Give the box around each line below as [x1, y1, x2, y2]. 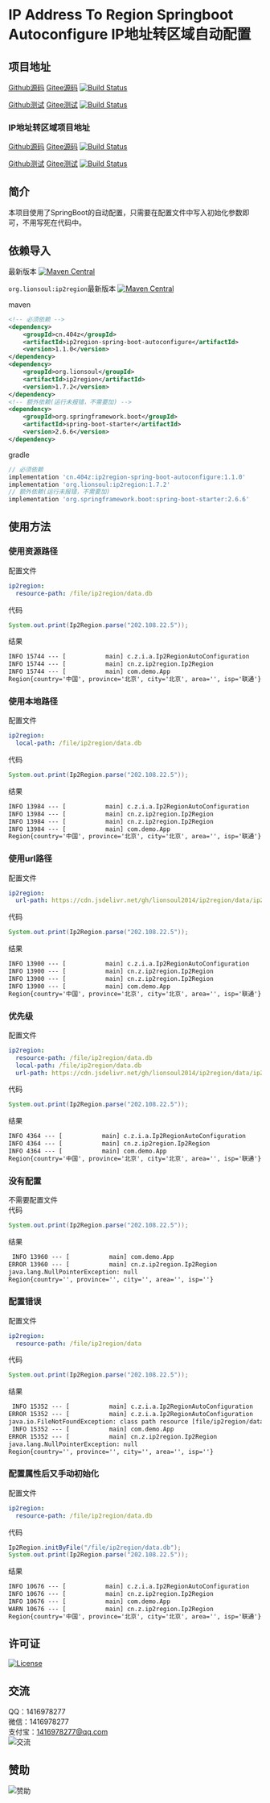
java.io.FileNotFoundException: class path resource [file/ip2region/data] [8, 1418, 268, 1426]
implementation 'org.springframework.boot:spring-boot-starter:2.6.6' [8, 496, 250, 504]
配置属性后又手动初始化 [8, 1469, 99, 1480]
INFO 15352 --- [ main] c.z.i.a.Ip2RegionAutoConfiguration [11, 1402, 253, 1411]
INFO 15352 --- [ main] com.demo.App [11, 1425, 174, 1433]
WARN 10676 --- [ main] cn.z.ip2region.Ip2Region [8, 1605, 215, 1613]
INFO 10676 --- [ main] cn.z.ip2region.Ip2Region [8, 1590, 215, 1598]
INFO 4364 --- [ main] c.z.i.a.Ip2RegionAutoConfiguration [8, 1132, 247, 1140]
